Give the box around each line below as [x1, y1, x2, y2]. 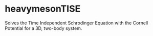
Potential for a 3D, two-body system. [5, 25, 82, 31]
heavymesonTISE [5, 3, 81, 15]
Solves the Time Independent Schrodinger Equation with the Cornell [5, 20, 148, 26]
